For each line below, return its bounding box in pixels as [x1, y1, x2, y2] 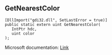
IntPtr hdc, [11, 26, 37, 32]
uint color [11, 31, 35, 36]
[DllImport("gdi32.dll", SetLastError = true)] [5, 17, 108, 22]
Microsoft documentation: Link [5, 44, 69, 50]
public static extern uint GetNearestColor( [5, 22, 101, 27]
